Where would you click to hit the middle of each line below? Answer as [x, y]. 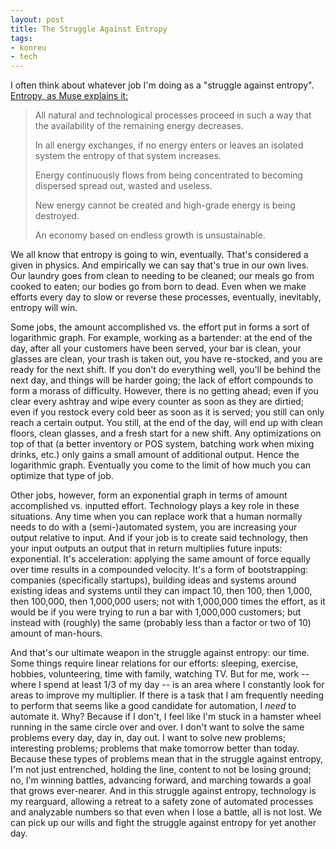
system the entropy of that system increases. [128, 156]
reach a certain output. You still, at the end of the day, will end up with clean [166, 423]
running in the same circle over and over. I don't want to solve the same [157, 727]
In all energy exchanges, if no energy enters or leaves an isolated [169, 145]
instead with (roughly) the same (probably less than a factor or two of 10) [161, 623]
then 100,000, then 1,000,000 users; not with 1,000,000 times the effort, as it [168, 602]
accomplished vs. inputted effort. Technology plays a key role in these [155, 506]
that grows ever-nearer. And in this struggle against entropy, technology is [163, 791]
